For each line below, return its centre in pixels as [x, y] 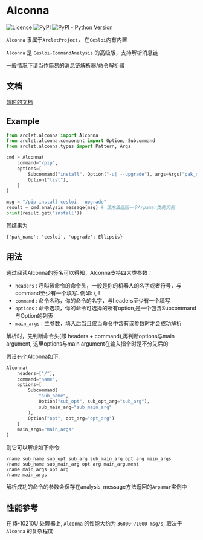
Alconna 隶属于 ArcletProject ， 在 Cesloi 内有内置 [67, 39]
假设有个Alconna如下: [33, 356]
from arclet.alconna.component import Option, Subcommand [81, 141]
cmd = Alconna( [25, 158]
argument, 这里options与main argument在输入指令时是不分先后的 [87, 343]
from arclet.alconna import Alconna [52, 135]
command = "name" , [38, 379]
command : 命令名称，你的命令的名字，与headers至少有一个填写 [92, 300]
